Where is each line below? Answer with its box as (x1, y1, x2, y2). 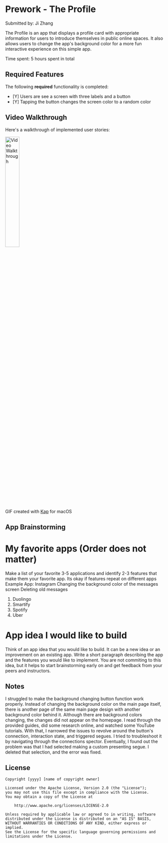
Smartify (12, 601, 31, 607)
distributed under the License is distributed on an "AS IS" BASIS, (5, 816, 151, 821)
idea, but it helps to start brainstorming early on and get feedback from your (5, 662, 162, 668)
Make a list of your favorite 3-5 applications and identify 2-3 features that (5, 570, 157, 576)
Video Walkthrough (5, 113, 67, 122)
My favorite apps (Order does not (5, 543, 146, 554)
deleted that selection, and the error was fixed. (5, 749, 102, 755)
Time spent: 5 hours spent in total (5, 55, 75, 61)
